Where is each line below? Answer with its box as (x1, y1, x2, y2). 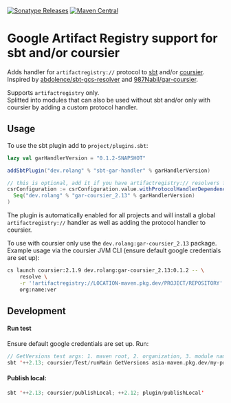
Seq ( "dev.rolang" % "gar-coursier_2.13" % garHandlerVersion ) (13, 193, 195, 199)
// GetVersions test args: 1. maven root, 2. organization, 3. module (7, 353, 214, 360)
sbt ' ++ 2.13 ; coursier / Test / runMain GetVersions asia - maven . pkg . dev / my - (7, 359, 220, 366)
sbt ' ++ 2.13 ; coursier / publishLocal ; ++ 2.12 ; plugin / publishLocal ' (7, 389, 205, 397)
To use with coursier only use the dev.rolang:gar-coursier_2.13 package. (7, 239, 217, 247)
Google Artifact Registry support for (7, 31, 218, 46)
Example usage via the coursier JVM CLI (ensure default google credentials (7, 246, 221, 254)
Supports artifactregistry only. (7, 88, 100, 96)
